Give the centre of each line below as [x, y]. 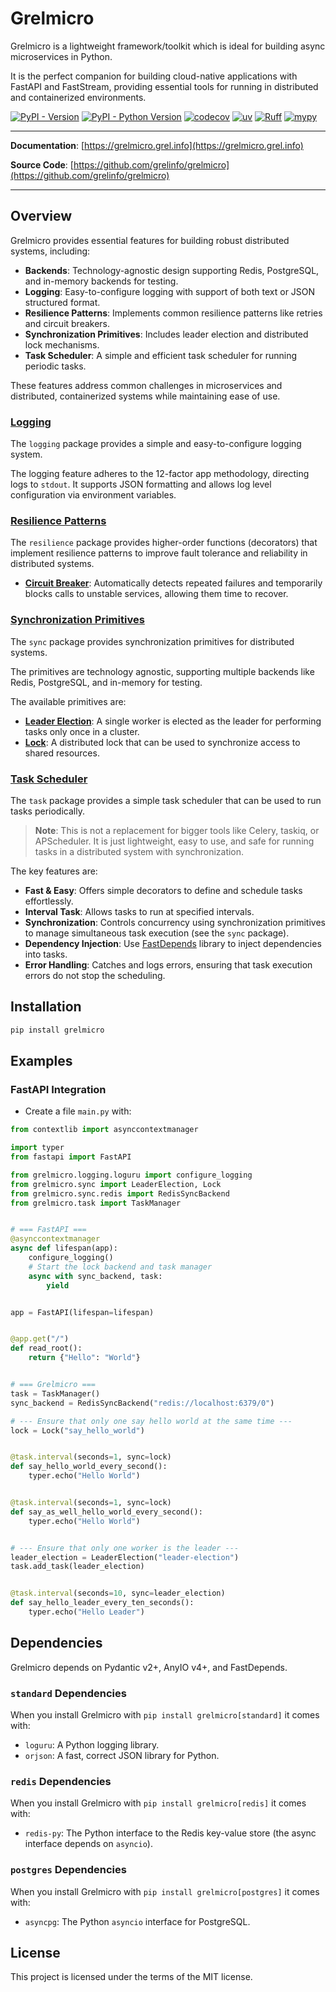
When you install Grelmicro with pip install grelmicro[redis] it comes [158, 1803]
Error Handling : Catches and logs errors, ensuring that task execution [168, 964]
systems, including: [50, 251]
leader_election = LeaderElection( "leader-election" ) [125, 1557]
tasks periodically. [47, 811]
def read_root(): [46, 1348]
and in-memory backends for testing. [101, 281]
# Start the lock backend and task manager [120, 1267]
